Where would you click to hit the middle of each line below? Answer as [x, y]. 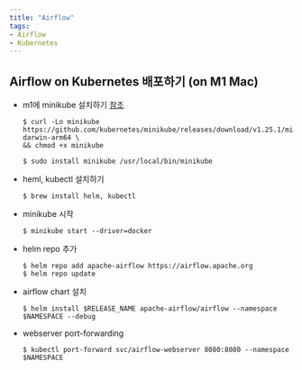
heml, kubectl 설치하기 [63, 179]
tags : [19, 26]
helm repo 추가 [50, 249]
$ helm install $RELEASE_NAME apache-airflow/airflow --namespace [150, 309]
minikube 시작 [48, 214]
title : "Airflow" [42, 18]
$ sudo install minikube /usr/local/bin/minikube [118, 162]
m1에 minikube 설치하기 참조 [73, 105]
